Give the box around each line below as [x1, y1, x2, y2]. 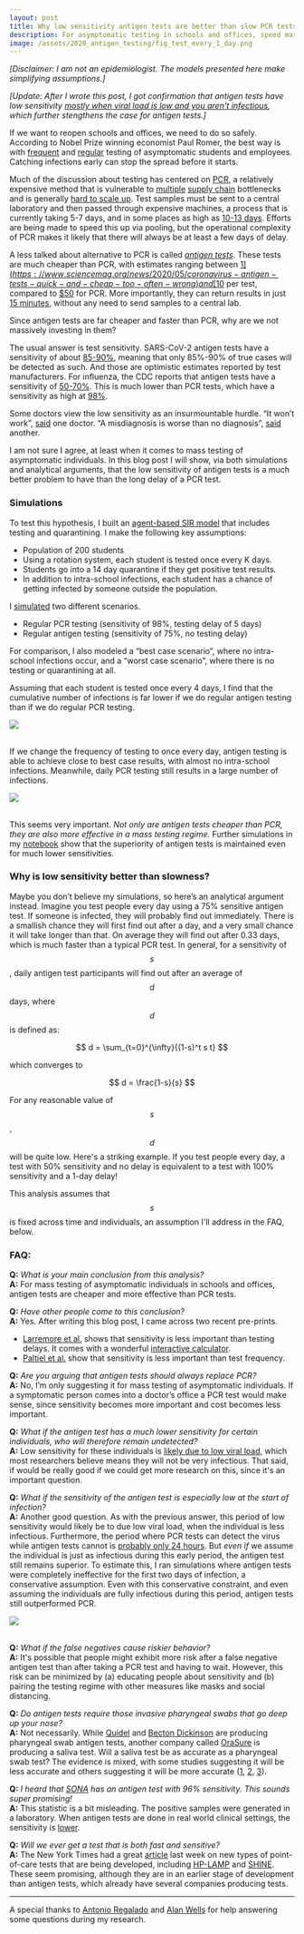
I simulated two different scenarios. [9, 601, 141, 611]
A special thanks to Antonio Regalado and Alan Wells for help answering [9, 1904, 278, 1915]
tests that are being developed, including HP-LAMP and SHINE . [39, 1859, 275, 1870]
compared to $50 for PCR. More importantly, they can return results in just [9, 288, 287, 299]
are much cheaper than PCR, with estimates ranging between [9, 259, 238, 270]
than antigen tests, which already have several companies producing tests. [9, 1879, 289, 1890]
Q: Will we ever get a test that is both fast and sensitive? [9, 1840, 220, 1851]
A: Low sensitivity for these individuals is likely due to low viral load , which [9, 1446, 288, 1457]
